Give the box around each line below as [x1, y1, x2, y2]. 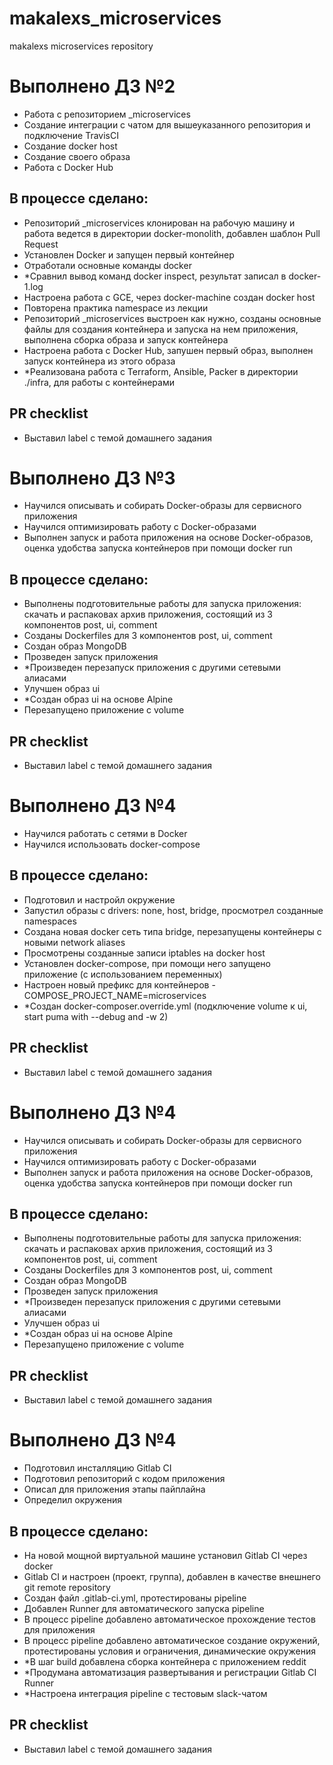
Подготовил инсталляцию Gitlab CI [23, 1462, 172, 1474]
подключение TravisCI [23, 129, 119, 141]
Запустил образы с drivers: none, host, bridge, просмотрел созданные [23, 904, 324, 916]
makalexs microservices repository [9, 40, 154, 52]
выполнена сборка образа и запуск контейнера [23, 333, 229, 346]
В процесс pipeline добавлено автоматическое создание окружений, [23, 1634, 321, 1646]
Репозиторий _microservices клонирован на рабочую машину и [23, 217, 296, 229]
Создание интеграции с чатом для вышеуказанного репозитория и [23, 118, 311, 131]
